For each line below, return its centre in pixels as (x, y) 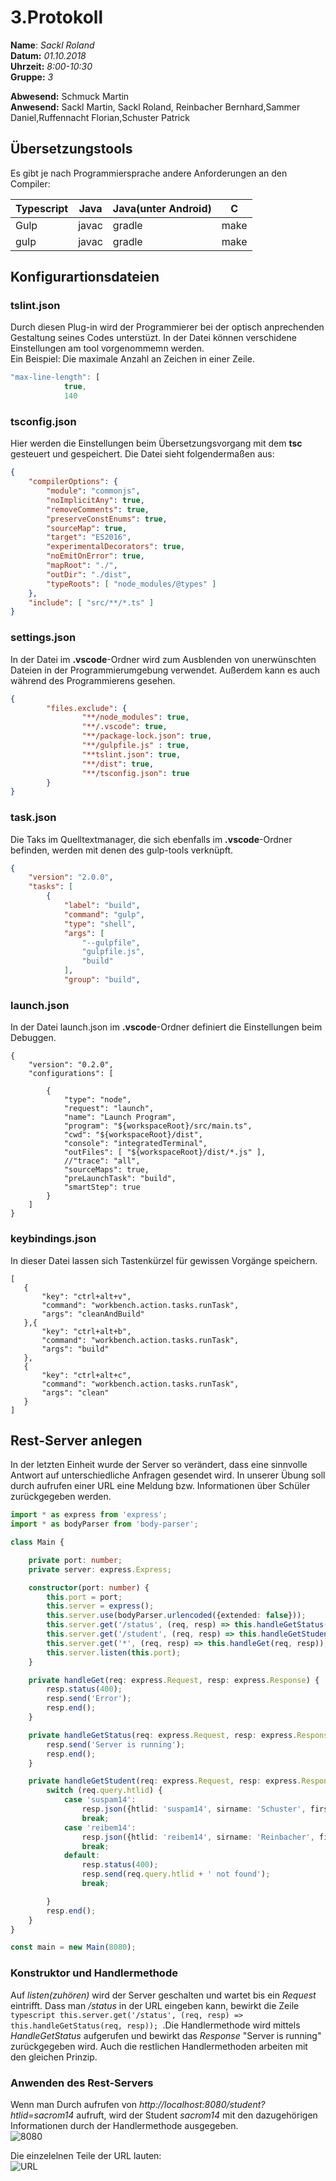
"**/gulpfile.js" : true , (135, 746)
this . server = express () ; (100, 1606)
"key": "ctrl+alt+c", (86, 1375)
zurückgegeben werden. (61, 1497)
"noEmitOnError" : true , (95, 556)
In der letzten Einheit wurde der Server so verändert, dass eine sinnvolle (159, 1465)
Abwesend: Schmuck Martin (70, 96)
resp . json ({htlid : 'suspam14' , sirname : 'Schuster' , (194, 1809)
